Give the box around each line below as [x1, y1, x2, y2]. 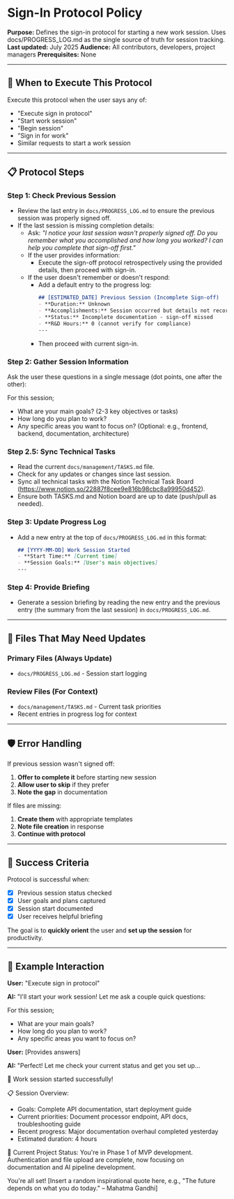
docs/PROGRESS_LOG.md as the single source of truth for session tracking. [7, 35, 225, 43]
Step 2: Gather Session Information [7, 357, 129, 366]
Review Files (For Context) [7, 686, 99, 696]
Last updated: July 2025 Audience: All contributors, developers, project [7, 43, 216, 51]
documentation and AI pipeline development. [7, 1163, 136, 1172]
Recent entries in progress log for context [17, 710, 137, 718]
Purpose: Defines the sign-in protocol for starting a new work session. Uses [7, 28, 226, 36]
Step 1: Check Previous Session [7, 191, 116, 200]
